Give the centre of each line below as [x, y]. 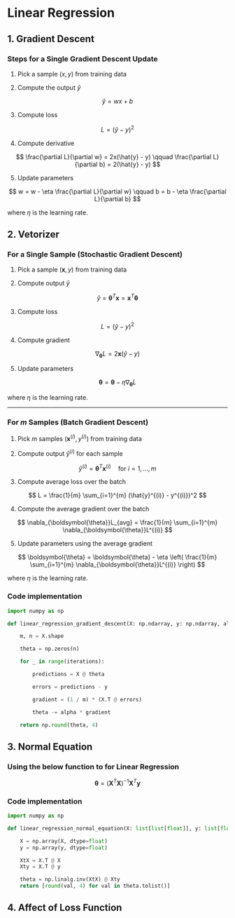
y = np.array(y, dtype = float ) [64, 848]
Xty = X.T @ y [40, 867]
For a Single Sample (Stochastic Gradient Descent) [95, 254]
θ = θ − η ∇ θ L [117, 383]
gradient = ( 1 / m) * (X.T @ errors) [87, 699]
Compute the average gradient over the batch [83, 509]
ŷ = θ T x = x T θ [117, 297]
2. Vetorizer [33, 234]
